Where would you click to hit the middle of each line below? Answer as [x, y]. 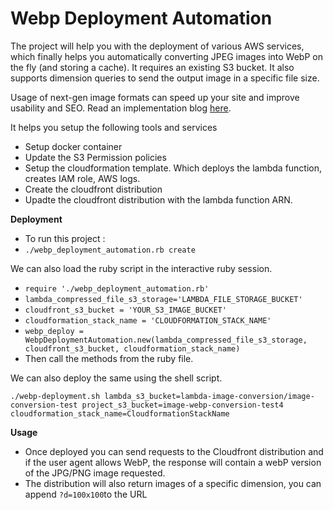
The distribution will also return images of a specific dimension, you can [173, 483]
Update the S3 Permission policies [95, 157]
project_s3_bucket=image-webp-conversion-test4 [182, 405]
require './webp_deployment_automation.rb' [117, 288]
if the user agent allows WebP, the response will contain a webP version [173, 462]
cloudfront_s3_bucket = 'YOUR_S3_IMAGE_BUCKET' [125, 310]
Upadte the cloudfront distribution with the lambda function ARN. [158, 199]
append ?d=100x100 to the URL [86, 494]
